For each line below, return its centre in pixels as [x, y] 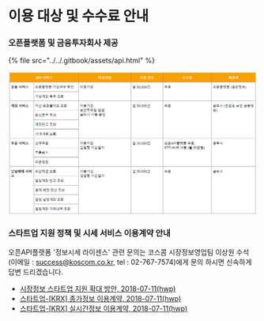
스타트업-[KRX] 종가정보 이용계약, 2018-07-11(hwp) [100, 298]
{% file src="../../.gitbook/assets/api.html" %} [82, 61]
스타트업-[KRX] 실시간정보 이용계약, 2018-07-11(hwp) [104, 308]
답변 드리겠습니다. [36, 272]
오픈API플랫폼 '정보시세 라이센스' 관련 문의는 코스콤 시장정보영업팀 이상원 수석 [129, 252]
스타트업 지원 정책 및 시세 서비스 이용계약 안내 [90, 233]
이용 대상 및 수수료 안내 [79, 16]
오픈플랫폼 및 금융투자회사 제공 [63, 43]
